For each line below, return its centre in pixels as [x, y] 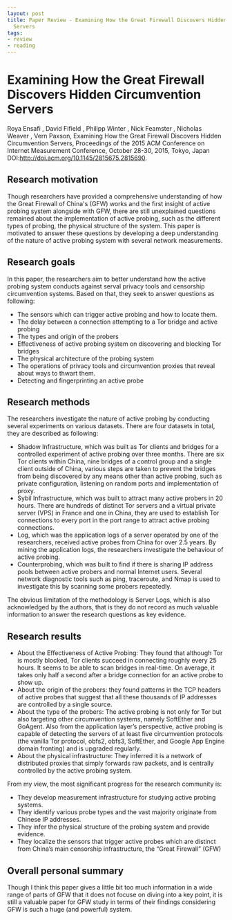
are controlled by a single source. [65, 705]
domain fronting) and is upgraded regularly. [79, 748]
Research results [44, 636]
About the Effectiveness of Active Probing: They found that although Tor [120, 653]
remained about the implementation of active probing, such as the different [114, 218]
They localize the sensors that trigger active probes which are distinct [116, 842]
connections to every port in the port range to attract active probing [113, 520]
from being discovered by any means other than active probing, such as [119, 476]
